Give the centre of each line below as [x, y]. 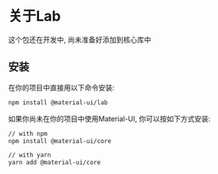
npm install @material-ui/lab [58, 102]
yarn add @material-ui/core [55, 163]
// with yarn [30, 155]
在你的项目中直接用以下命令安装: [61, 87]
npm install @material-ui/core [60, 141]
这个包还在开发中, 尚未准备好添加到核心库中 [80, 40]
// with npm [28, 134]
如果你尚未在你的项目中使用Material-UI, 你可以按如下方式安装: [109, 119]
